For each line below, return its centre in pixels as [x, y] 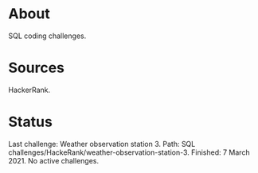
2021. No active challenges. [54, 160]
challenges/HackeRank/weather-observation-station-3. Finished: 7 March [129, 152]
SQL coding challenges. [47, 36]
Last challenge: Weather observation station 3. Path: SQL [102, 144]
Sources [37, 68]
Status [31, 122]
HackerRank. [29, 90]
